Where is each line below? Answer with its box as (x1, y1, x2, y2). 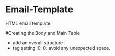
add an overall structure (12, 39, 63, 46)
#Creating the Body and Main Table (5, 30, 80, 36)
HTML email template (5, 20, 51, 26)
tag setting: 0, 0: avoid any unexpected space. (12, 45, 111, 51)
